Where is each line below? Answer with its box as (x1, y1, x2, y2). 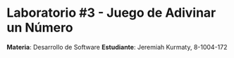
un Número (6, 20, 73, 36)
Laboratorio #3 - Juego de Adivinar (6, 5, 216, 21)
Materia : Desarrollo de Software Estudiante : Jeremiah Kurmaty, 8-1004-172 (6, 43, 228, 51)
